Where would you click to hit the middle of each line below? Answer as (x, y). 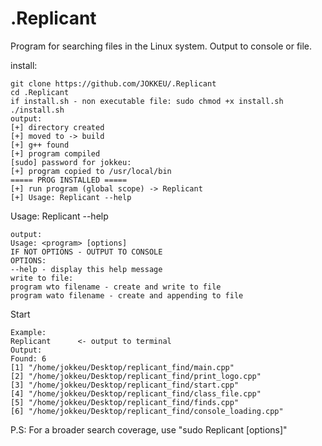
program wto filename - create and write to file (116, 287)
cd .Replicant (40, 92)
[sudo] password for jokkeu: (71, 162)
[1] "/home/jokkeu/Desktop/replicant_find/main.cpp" (122, 367)
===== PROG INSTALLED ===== (69, 180)
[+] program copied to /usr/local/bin (91, 171)
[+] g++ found (40, 145)
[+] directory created (57, 127)
